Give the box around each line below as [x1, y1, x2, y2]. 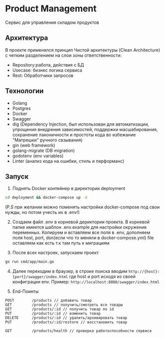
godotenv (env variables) [12, 152, 64, 159]
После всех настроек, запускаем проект [12, 250, 99, 256]
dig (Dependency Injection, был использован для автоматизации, [12, 121, 150, 127]
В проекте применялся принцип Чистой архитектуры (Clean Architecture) [5, 47, 161, 53]
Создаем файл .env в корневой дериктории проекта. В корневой [12, 219, 150, 225]
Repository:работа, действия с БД [12, 62, 84, 68]
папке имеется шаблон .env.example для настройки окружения [12, 224, 147, 230]
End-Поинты [12, 288, 39, 294]
